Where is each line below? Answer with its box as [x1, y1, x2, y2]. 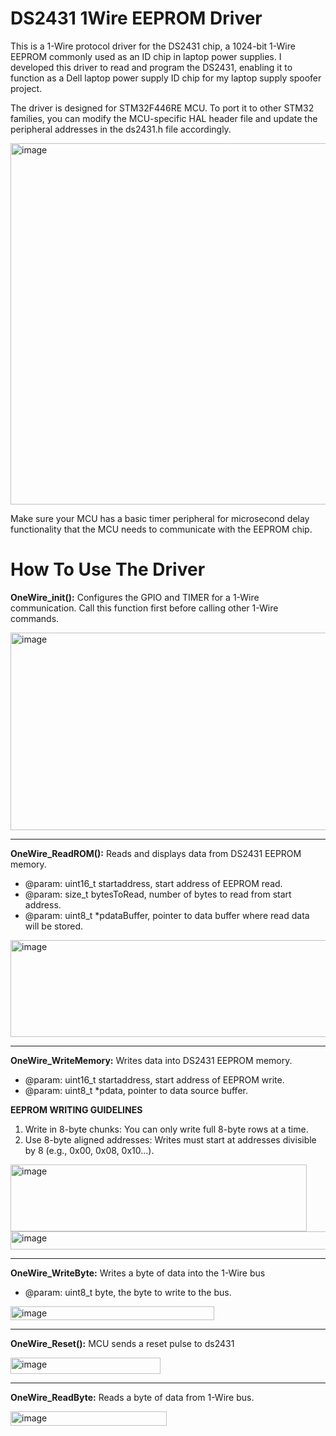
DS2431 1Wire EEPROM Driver [10, 7, 263, 30]
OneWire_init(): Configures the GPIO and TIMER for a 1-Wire [10, 591, 260, 603]
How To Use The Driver [10, 558, 206, 581]
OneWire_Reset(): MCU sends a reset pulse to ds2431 [10, 1337, 235, 1349]
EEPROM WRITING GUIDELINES [10, 1103, 143, 1116]
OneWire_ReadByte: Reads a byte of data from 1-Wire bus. [10, 1391, 255, 1403]
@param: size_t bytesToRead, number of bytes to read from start [24, 888, 292, 900]
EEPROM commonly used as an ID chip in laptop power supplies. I [10, 50, 282, 62]
